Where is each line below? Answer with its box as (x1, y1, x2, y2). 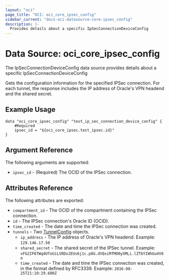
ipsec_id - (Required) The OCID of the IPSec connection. (12, 169, 132, 175)
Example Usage (5, 105, 56, 114)
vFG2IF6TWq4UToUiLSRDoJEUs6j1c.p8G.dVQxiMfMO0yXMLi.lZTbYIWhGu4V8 (20, 251, 164, 256)
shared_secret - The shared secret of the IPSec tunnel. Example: (20, 245, 156, 251)
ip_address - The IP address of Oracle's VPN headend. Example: (20, 234, 156, 240)
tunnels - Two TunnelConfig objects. (12, 228, 90, 234)
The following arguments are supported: (5, 159, 90, 165)
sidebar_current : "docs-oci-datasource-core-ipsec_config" (5, 17, 133, 22)
